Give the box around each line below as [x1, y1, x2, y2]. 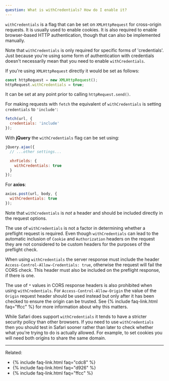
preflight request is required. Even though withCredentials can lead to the [5, 230, 159, 236]
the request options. [5, 215, 47, 221]
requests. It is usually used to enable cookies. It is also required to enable [5, 26, 157, 33]
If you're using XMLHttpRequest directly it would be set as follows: [5, 68, 140, 74]
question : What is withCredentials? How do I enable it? [5, 7, 127, 13]
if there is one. [5, 272, 35, 278]
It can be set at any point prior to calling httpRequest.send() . [5, 91, 131, 98]
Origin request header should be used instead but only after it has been [5, 293, 154, 299]
